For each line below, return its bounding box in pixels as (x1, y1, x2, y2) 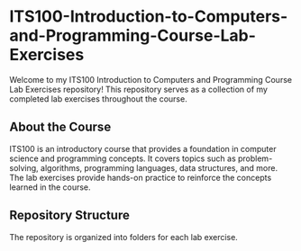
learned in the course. (9, 182, 92, 193)
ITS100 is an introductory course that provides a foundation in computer (9, 143, 277, 154)
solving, (9, 162, 39, 173)
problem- (237, 153, 273, 164)
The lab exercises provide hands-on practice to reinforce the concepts (9, 172, 272, 183)
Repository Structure (9, 208, 131, 223)
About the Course (9, 120, 112, 135)
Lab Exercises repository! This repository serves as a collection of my (9, 84, 269, 94)
